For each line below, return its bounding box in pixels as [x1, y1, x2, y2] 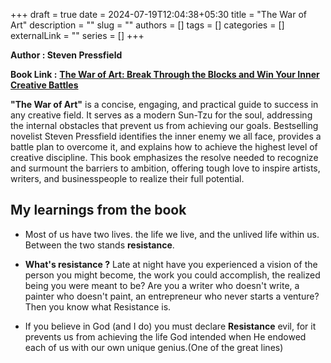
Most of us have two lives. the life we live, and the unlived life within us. [24, 228, 320, 240]
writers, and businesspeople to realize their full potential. [10, 173, 245, 184]
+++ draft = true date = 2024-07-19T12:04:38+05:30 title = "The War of [10, 9, 308, 20]
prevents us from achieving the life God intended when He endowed [24, 330, 307, 343]
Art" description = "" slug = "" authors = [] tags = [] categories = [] [10, 19, 285, 31]
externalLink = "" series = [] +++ [10, 30, 145, 41]
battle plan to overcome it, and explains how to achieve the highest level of [10, 141, 318, 153]
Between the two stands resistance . [24, 239, 175, 251]
